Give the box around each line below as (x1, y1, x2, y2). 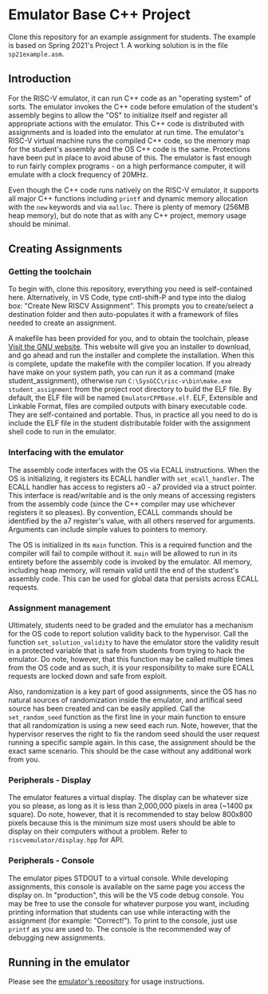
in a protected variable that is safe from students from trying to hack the (8, 646, 245, 655)
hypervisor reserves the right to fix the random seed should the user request (8, 729, 260, 739)
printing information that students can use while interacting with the (8, 907, 231, 917)
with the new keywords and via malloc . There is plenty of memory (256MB (8, 202, 250, 212)
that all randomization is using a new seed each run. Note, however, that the (8, 721, 258, 731)
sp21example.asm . (8, 49, 65, 58)
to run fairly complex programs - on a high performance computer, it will (8, 161, 246, 171)
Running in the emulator (8, 956, 130, 969)
